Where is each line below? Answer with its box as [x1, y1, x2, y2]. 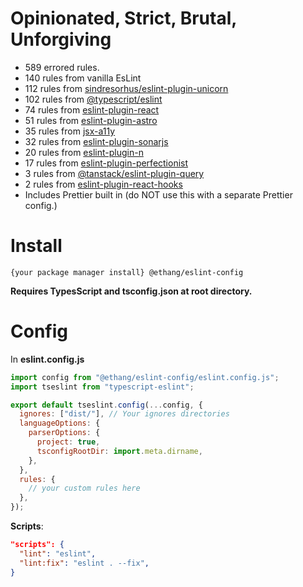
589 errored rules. [24, 61, 100, 73]
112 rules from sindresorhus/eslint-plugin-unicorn [24, 82, 229, 94]
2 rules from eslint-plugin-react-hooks [24, 178, 183, 190]
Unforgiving [10, 28, 112, 51]
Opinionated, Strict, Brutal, [10, 7, 237, 30]
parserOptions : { [28, 428, 101, 438]
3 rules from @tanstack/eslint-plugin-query [24, 167, 205, 179]
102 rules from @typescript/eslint [24, 93, 163, 105]
